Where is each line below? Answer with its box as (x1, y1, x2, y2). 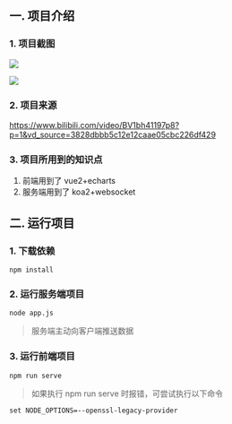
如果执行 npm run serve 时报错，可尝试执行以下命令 (30, 388, 224, 399)
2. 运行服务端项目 (9, 288, 85, 300)
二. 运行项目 (9, 215, 75, 230)
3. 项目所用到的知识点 (9, 153, 103, 166)
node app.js (9, 308, 54, 318)
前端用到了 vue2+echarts (21, 176, 116, 186)
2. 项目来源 (9, 99, 57, 111)
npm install (9, 265, 54, 274)
